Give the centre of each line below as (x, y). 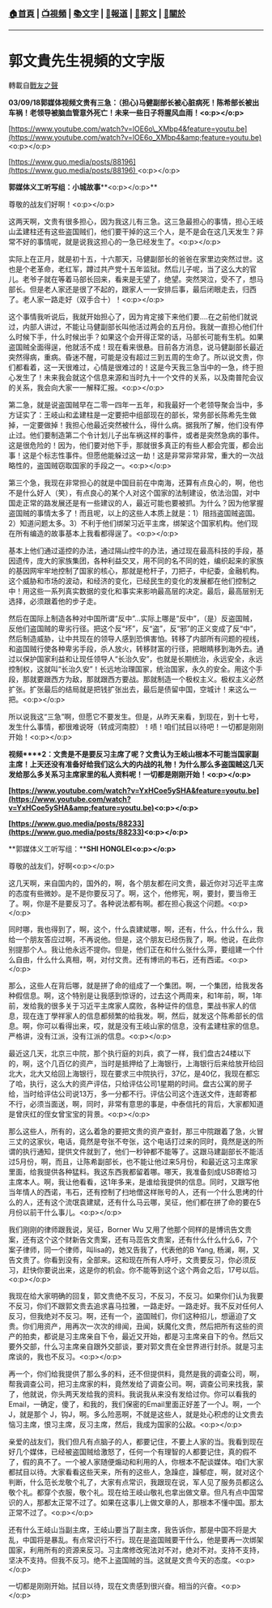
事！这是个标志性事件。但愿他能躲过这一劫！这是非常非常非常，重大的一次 (132, 455)
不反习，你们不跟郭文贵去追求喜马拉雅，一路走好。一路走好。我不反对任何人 (136, 1306)
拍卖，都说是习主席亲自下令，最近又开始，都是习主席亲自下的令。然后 (139, 1337)
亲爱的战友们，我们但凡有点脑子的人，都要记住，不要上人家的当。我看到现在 (136, 1442)
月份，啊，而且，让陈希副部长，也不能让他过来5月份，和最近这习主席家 (139, 1162)
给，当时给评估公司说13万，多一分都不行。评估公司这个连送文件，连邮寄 (129, 1094)
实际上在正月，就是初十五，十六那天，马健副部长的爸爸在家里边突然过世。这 (136, 259)
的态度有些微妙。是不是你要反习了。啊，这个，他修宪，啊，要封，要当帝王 (132, 894)
